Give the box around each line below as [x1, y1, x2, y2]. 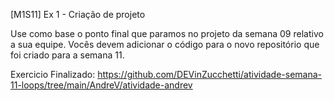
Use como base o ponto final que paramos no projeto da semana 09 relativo [10, 28, 324, 39]
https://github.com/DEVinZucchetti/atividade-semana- [97, 69, 323, 80]
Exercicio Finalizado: [10, 69, 96, 80]
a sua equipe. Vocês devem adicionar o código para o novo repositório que [10, 39, 320, 50]
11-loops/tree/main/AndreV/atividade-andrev [10, 79, 193, 91]
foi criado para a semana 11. [10, 49, 125, 61]
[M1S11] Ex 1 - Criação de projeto [10, 9, 146, 20]
